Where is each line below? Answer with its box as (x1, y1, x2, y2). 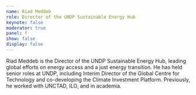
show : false (6, 36, 35, 42)
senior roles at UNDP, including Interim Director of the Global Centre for (6, 70, 180, 77)
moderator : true (6, 25, 46, 31)
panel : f (6, 30, 28, 36)
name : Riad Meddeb (6, 8, 51, 15)
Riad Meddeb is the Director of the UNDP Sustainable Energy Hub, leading (6, 57, 187, 65)
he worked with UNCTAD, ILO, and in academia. (6, 82, 122, 89)
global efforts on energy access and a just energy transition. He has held (6, 63, 182, 70)
